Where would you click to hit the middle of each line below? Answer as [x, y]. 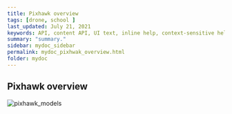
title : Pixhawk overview [43, 13]
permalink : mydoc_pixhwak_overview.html [66, 53]
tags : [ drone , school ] [41, 20]
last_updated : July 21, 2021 [49, 26]
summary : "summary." [37, 39]
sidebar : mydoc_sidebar [41, 46]
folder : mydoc [28, 59]
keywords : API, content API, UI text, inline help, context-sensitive [111, 33]
